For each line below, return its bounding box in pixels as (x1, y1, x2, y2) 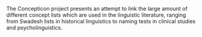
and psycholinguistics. (6, 24, 63, 31)
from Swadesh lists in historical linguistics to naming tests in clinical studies (6, 18, 196, 24)
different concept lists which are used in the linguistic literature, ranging (6, 11, 187, 18)
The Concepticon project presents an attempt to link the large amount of (6, 5, 188, 12)
